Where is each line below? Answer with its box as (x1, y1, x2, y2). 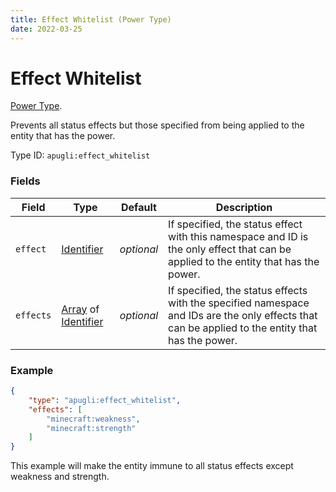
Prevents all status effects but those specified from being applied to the (10, 119, 305, 131)
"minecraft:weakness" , (46, 414, 141, 424)
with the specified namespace (168, 296, 310, 310)
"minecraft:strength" (46, 423, 137, 433)
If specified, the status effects (168, 283, 308, 297)
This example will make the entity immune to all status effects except (10, 460, 294, 472)
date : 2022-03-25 (10, 24, 83, 34)
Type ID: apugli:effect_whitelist (10, 149, 151, 161)
